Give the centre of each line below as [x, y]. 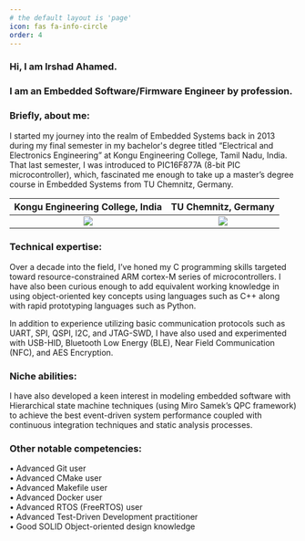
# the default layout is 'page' [71, 18]
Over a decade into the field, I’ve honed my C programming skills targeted [148, 266]
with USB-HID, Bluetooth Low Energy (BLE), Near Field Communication [142, 342]
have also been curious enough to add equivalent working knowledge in [144, 286]
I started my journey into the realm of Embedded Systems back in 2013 [142, 135]
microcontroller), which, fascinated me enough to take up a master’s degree [152, 174]
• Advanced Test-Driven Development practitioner [104, 517]
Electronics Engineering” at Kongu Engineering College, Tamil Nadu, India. [148, 155]
